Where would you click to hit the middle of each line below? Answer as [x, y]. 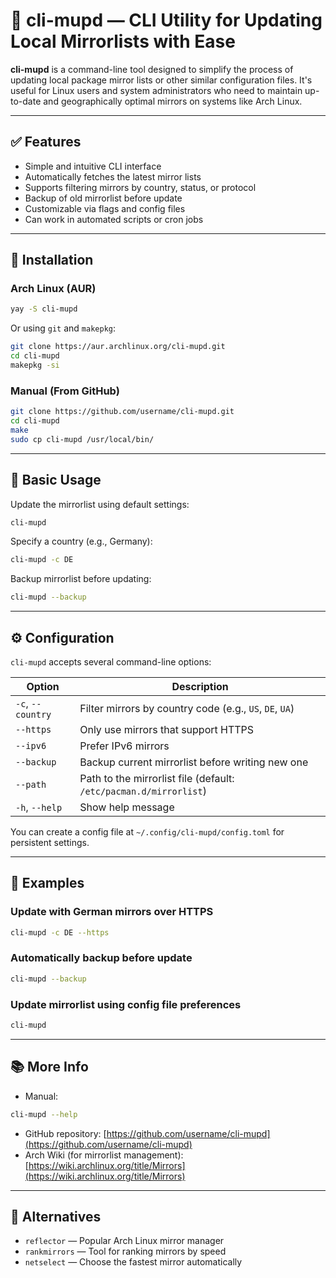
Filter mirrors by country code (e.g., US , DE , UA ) [187, 708]
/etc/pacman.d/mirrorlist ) [143, 791]
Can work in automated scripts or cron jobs [114, 219]
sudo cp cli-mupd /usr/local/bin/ [82, 439]
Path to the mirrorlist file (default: [157, 778]
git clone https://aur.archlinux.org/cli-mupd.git [118, 347]
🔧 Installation [52, 260]
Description [200, 686]
